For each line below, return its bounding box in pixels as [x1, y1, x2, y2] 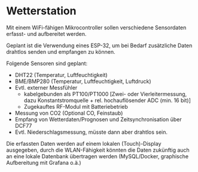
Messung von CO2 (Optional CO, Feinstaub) [14, 109, 123, 116]
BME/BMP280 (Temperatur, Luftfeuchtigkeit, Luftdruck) [14, 78, 151, 85]
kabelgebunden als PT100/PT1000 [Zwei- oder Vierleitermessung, [23, 90, 187, 97]
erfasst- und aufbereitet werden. [6, 30, 87, 37]
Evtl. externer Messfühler [14, 84, 78, 91]
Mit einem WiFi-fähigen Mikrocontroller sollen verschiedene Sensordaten [6, 24, 187, 31]
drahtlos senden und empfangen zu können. [6, 48, 115, 55]
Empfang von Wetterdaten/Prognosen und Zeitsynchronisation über [14, 115, 182, 123]
